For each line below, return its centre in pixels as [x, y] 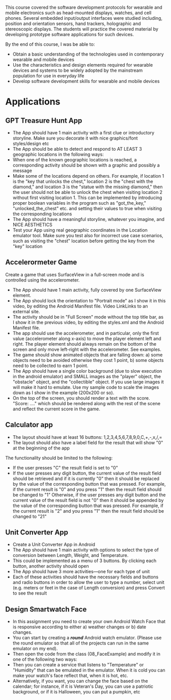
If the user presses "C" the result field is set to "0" [65, 467]
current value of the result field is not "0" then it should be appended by [88, 500]
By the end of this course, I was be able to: [50, 44]
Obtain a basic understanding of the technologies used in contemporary [88, 54]
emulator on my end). [35, 649]
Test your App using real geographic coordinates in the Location [80, 230]
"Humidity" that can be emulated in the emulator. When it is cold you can [89, 670]
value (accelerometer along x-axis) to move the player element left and [87, 339]
